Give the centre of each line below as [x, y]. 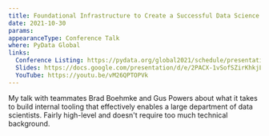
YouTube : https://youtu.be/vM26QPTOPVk [82, 75]
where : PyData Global [44, 46]
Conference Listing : [50, 61]
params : [21, 30]
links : [19, 53]
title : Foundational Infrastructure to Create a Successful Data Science [134, 16]
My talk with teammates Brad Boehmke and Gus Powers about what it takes [133, 98]
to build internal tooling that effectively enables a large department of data [131, 106]
